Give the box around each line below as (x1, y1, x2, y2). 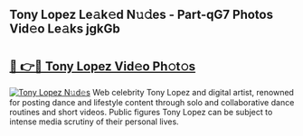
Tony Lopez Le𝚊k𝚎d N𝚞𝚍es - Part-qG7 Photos (9, 7, 274, 23)
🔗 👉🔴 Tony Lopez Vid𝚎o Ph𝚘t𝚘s (9, 59, 196, 74)
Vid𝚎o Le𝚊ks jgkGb (9, 22, 120, 37)
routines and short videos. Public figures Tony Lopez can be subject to (9, 107, 273, 117)
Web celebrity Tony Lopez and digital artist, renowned (91, 87, 294, 97)
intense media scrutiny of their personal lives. (9, 116, 179, 127)
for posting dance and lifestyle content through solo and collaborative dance (9, 97, 295, 107)
